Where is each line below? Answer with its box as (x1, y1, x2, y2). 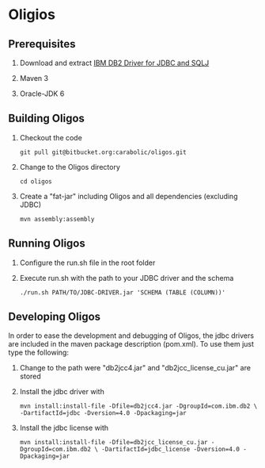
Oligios (8, 6, 55, 24)
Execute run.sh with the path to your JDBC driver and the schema (19, 273, 234, 282)
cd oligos (19, 177, 53, 186)
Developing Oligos (8, 310, 101, 324)
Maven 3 (19, 74, 49, 82)
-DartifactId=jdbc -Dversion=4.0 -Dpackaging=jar (19, 409, 187, 417)
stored (19, 371, 41, 382)
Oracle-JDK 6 (19, 89, 65, 98)
